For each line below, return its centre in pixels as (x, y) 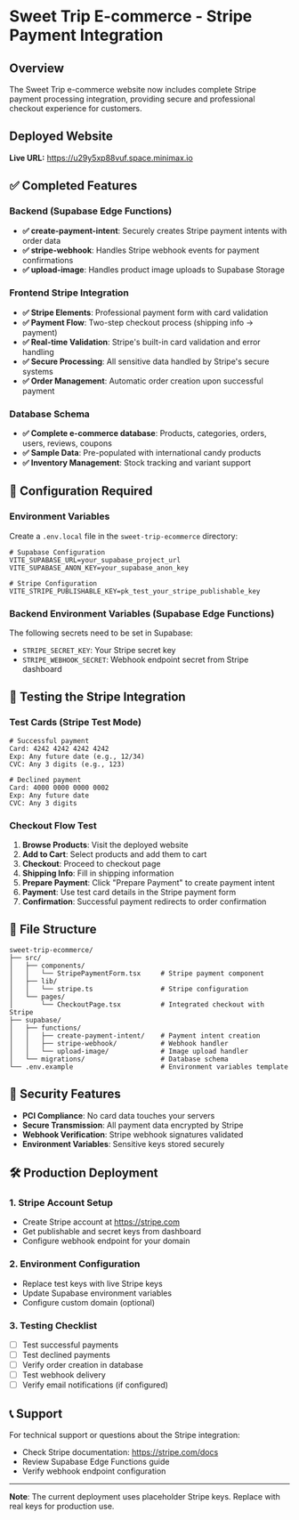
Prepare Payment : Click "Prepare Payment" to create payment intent (149, 883)
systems (37, 371)
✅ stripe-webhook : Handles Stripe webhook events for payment (141, 250)
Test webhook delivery (64, 1375)
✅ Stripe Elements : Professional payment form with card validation (145, 312)
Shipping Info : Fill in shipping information (98, 873)
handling (38, 352)
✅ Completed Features (73, 186)
